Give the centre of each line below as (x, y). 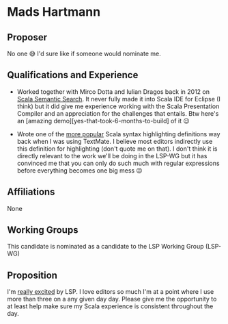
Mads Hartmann (54, 12)
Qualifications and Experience (73, 75)
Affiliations (31, 192)
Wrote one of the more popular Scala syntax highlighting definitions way (118, 134)
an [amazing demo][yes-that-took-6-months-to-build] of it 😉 (103, 121)
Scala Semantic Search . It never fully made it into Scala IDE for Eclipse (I (118, 99)
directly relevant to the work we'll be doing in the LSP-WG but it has (112, 155)
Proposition (32, 275)
